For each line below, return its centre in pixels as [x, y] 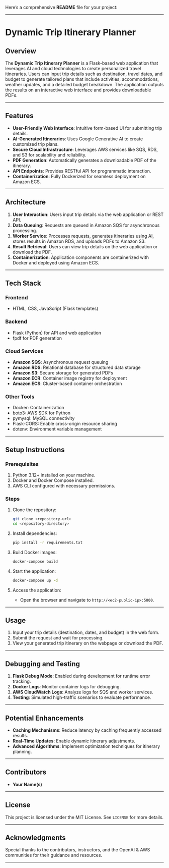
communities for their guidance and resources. [54, 855]
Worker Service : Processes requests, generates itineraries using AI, [83, 236]
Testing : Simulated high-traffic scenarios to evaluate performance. [82, 697]
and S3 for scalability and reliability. [49, 155]
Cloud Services [24, 351]
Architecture [26, 202]
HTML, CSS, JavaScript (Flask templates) [55, 309]
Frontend [17, 297]
